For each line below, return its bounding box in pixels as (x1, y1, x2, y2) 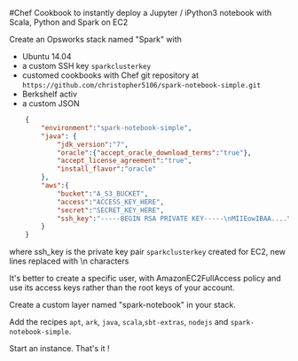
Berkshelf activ (21, 88, 78, 99)
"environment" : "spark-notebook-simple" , (41, 123, 192, 132)
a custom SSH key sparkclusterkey (21, 61, 152, 71)
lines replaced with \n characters (9, 256, 129, 266)
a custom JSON (21, 98, 80, 109)
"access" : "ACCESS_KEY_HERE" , (56, 197, 165, 206)
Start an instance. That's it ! (9, 343, 110, 354)
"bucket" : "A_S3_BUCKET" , (56, 189, 149, 198)
